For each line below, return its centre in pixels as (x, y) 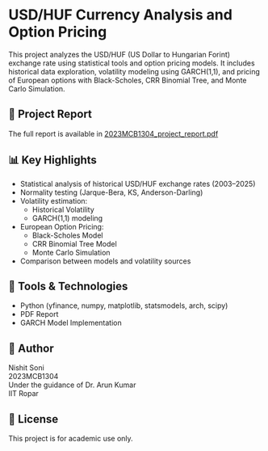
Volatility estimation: (54, 200)
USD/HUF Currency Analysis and (120, 15)
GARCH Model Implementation (71, 323)
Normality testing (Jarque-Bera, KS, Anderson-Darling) (111, 192)
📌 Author (31, 348)
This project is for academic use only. (71, 438)
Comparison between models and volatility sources (105, 261)
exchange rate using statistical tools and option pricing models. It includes (132, 63)
